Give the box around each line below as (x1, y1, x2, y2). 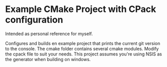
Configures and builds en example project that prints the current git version (5, 40, 160, 46)
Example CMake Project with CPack (5, 3, 156, 15)
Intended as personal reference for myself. (5, 30, 93, 36)
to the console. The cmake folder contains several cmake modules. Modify (5, 45, 159, 51)
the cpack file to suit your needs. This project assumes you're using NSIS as (5, 51, 162, 57)
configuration (5, 14, 63, 25)
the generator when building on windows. (5, 56, 91, 62)
